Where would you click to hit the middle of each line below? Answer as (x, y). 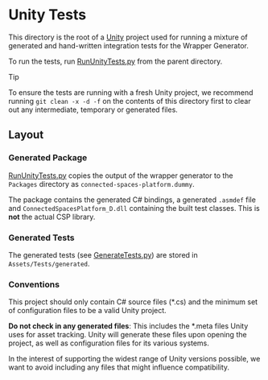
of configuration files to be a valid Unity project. (87, 311)
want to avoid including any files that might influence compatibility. (119, 367)
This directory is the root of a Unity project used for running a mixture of (128, 37)
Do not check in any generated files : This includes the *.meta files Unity (128, 326)
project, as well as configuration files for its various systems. (109, 343)
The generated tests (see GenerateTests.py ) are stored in (103, 254)
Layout (26, 135)
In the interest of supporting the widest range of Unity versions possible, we (134, 359)
